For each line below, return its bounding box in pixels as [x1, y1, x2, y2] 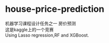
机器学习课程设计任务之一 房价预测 [5, 20, 76, 26]
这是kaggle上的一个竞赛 [5, 26, 54, 33]
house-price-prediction [5, 3, 105, 15]
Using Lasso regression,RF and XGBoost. [5, 32, 89, 38]
